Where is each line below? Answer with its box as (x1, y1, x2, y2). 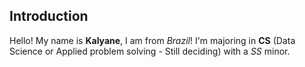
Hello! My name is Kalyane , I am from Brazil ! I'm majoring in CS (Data (9, 34, 296, 46)
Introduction (9, 8, 89, 25)
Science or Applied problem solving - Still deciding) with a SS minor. (9, 45, 291, 57)
